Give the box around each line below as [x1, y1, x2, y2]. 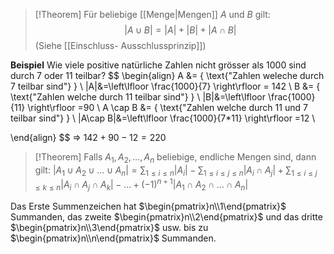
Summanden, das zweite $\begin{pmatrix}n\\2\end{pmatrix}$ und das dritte [10, 211, 323, 223]
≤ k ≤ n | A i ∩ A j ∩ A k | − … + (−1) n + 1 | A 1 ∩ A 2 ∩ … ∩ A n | [34, 177, 249, 193]
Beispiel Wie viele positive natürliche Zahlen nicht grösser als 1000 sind [10, 59, 307, 71]
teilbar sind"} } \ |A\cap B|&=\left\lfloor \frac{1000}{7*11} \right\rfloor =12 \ [10, 112, 316, 124]
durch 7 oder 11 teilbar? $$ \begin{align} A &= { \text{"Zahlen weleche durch [10, 70, 325, 81]
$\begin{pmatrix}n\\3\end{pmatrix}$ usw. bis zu [10, 222, 209, 234]
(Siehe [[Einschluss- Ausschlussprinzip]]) [34, 40, 207, 51]
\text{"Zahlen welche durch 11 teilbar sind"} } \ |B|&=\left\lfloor [10, 91, 267, 103]
